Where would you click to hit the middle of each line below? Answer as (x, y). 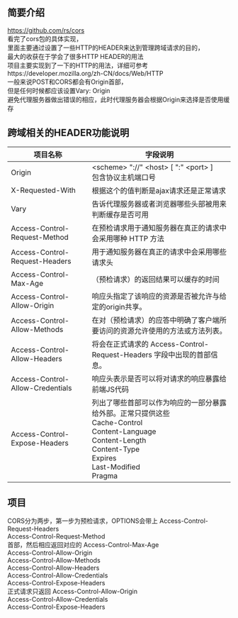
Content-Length (119, 440)
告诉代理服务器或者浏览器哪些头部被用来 (159, 204)
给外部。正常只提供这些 (131, 413)
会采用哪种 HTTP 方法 (128, 238)
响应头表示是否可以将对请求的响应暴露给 (159, 378)
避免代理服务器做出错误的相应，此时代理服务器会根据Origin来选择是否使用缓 (119, 99)
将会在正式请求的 (120, 344)
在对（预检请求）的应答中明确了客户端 (155, 320)
